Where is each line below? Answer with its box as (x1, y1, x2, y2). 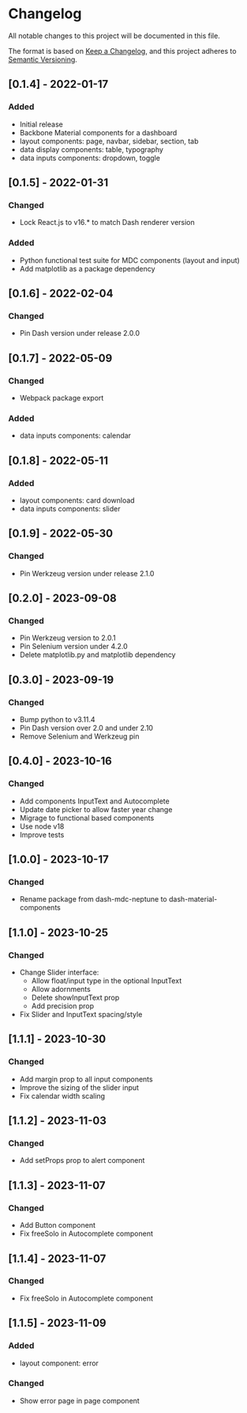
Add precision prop (31, 1001, 95, 1011)
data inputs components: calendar (19, 431, 132, 440)
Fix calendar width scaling (19, 1091, 105, 1100)
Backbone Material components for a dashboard (19, 127, 178, 137)
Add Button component (19, 1221, 96, 1230)
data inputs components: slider (19, 503, 121, 513)
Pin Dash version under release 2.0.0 (19, 329, 140, 338)
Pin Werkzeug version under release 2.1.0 (19, 568, 155, 578)
